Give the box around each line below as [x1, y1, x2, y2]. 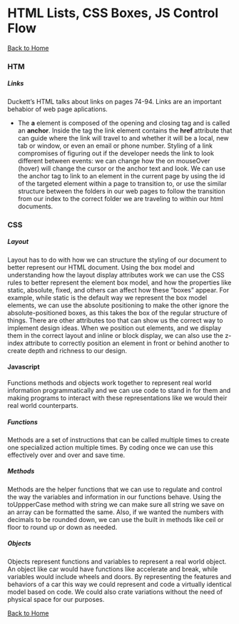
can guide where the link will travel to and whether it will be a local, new [17, 133, 230, 142]
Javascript [7, 362, 41, 372]
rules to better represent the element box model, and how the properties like [7, 278, 232, 287]
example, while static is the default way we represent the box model [7, 293, 208, 302]
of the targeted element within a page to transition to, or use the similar [17, 179, 227, 188]
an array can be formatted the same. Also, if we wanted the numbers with [7, 508, 224, 516]
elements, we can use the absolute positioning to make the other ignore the [7, 301, 230, 310]
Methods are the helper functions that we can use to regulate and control [7, 485, 223, 493]
